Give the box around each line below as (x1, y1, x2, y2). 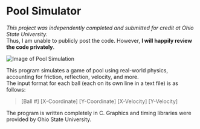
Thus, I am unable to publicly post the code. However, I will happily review (6, 37, 192, 44)
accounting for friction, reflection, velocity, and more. (6, 73, 139, 80)
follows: (6, 86, 26, 93)
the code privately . (6, 43, 55, 51)
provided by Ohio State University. (6, 116, 92, 123)
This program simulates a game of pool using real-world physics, (6, 66, 168, 74)
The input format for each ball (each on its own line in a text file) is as (6, 80, 178, 87)
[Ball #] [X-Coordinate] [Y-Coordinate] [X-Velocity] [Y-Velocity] (21, 98, 178, 105)
